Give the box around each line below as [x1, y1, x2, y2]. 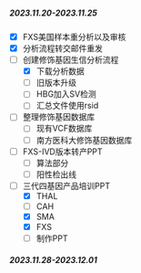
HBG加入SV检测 [35, 89, 97, 100]
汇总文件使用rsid [35, 100, 99, 111]
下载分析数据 [35, 66, 85, 77]
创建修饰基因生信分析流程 [22, 55, 119, 66]
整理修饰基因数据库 [22, 111, 96, 122]
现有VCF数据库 [35, 123, 93, 134]
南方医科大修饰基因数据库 [35, 134, 133, 145]
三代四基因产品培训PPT [22, 180, 111, 191]
